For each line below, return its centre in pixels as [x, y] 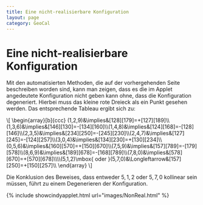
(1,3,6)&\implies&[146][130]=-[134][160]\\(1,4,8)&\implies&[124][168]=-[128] [100, 127]
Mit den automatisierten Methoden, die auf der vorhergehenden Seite [93, 83]
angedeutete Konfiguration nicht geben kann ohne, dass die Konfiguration [99, 96]
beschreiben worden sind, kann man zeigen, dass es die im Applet [89, 89]
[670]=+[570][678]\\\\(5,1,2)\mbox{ [50, 159]
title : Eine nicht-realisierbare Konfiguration [68, 12]
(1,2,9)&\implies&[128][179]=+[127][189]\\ [119, 120]
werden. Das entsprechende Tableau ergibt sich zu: [71, 109]
